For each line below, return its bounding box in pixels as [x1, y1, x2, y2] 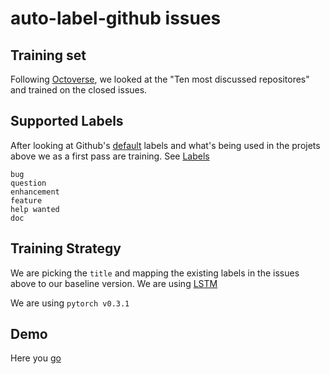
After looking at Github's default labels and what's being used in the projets [10, 139, 321, 151]
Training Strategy [10, 240, 122, 257]
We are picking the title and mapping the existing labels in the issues [10, 267, 300, 279]
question [10, 178, 47, 188]
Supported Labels [10, 113, 124, 130]
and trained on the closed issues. [10, 84, 148, 96]
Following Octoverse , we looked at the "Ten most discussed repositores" [10, 73, 310, 85]
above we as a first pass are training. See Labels [10, 150, 210, 162]
